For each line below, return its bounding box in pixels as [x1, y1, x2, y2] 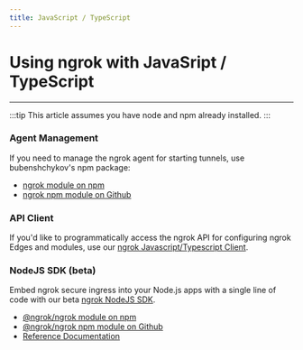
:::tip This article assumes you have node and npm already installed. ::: [9, 109, 271, 120]
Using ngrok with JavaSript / [9, 51, 227, 72]
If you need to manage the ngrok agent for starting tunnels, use [9, 152, 245, 163]
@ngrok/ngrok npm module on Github [22, 321, 164, 332]
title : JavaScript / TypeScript [9, 13, 131, 23]
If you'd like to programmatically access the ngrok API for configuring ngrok [9, 232, 291, 244]
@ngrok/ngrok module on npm [22, 312, 137, 323]
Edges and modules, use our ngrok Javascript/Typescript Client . [9, 242, 249, 253]
